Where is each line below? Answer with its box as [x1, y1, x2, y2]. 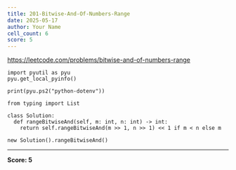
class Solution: [7, 112, 55, 119]
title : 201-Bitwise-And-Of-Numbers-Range [7, 10, 131, 18]
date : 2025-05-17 [7, 17, 58, 24]
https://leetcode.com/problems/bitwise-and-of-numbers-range [7, 55, 191, 64]
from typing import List [7, 100, 80, 107]
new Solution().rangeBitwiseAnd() [7, 137, 109, 144]
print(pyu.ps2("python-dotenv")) [7, 88, 105, 95]
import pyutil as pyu [7, 70, 71, 77]
